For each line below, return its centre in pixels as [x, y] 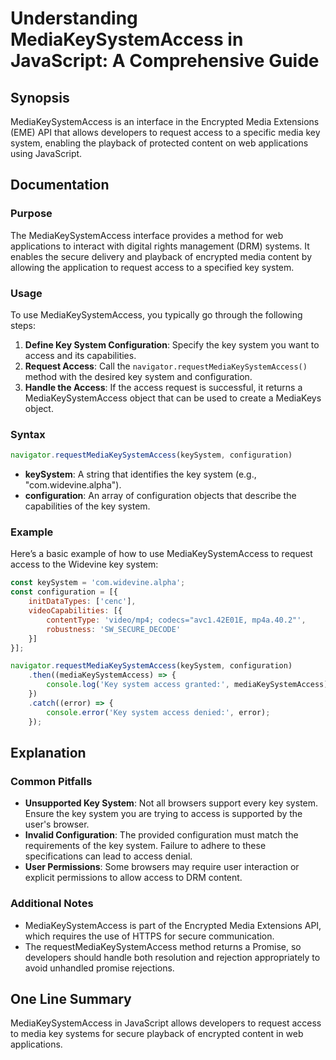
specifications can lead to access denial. [108, 856]
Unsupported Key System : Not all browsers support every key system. [171, 803]
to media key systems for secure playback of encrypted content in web [157, 1034]
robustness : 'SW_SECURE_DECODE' [114, 629]
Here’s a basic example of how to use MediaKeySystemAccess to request [161, 554]
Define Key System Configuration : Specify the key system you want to [172, 344]
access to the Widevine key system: [84, 564]
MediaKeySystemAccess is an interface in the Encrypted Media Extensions [165, 121]
